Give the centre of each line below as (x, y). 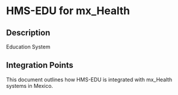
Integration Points (40, 65)
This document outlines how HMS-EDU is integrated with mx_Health (89, 79)
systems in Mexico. (30, 86)
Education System (28, 47)
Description (28, 33)
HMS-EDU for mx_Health (68, 11)
